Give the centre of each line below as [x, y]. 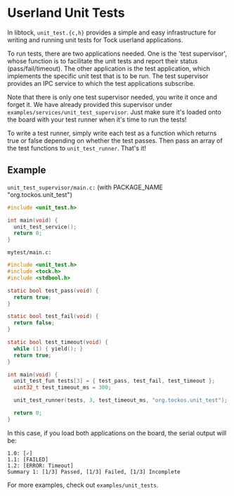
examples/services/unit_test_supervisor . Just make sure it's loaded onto [114, 112]
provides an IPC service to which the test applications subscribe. [101, 83]
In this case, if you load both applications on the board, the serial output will [117, 433]
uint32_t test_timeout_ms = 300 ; [63, 388]
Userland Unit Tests [66, 13]
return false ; [34, 323]
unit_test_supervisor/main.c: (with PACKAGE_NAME [85, 187]
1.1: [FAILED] [28, 459]
